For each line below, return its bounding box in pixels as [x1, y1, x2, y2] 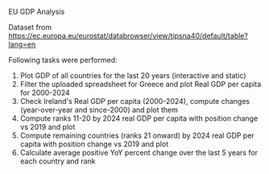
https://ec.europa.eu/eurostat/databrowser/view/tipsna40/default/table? [8, 31, 248, 40]
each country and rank [19, 156, 96, 166]
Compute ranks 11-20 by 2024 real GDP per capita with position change [19, 114, 259, 123]
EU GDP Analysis [8, 7, 65, 16]
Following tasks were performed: [8, 56, 118, 64]
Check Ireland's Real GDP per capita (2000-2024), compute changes [19, 97, 250, 106]
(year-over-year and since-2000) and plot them [19, 105, 179, 114]
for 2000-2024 [19, 88, 70, 97]
